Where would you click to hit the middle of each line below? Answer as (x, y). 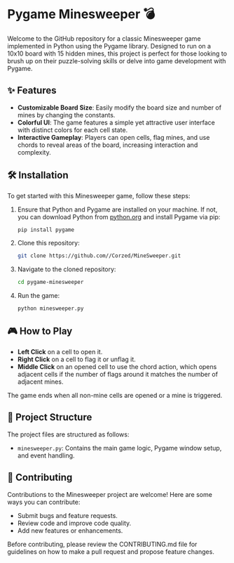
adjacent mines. (40, 382)
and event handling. (46, 455)
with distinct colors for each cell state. (73, 130)
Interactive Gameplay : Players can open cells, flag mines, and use (113, 137)
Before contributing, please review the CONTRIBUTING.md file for (102, 544)
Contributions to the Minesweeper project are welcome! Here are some (110, 494)
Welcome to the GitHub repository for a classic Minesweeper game (104, 38)
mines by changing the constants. (66, 115)
